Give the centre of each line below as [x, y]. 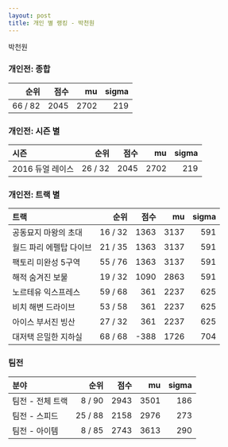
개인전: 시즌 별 [34, 130]
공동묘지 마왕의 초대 [48, 233]
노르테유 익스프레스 [46, 293]
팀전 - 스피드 [35, 416]
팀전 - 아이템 [35, 430]
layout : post [30, 16]
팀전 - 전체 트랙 [40, 401]
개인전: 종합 [29, 69]
